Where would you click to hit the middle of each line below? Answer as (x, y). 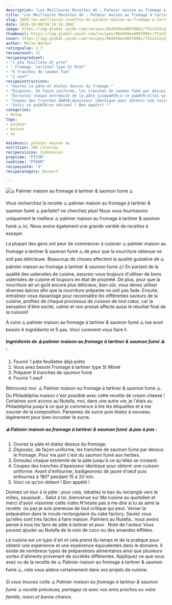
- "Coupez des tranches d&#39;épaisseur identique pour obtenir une (80, 100)
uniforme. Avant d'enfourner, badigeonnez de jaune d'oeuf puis (80, 472)
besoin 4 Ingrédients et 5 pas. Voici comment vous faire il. (67, 329)
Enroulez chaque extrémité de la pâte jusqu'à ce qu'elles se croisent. (86, 460)
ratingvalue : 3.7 (24, 48)
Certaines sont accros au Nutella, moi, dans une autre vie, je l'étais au (79, 401)
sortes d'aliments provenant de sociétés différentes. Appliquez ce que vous (85, 556)
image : (13, 29)
